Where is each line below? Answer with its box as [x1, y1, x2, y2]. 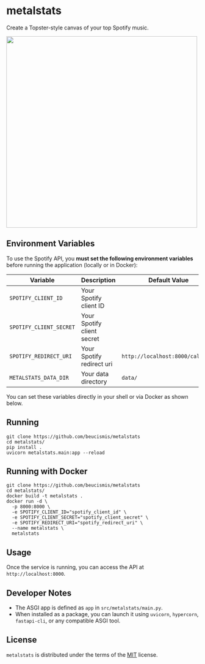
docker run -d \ [6, 499, 48, 505]
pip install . [6, 444, 43, 450]
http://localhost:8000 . [6, 570, 66, 578]
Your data [81, 369, 109, 378]
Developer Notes [6, 587, 72, 598]
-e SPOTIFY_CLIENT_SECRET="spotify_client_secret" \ [12, 515, 149, 521]
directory [81, 377, 107, 386]
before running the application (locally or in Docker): [6, 261, 138, 268]
